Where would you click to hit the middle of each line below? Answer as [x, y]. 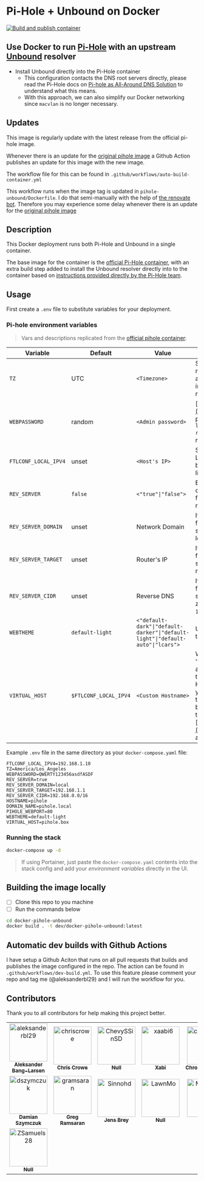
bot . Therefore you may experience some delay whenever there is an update [102, 204]
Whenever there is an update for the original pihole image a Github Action [98, 156]
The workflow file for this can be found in [58, 174]
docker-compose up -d [34, 850]
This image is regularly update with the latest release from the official [93, 138]
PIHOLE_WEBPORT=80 [29, 812]
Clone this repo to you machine [54, 902]
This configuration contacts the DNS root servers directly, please [105, 78]
